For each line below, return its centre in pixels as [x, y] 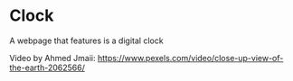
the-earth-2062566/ [47, 67]
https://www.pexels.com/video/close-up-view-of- [190, 58]
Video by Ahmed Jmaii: [53, 58]
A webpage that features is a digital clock [87, 40]
